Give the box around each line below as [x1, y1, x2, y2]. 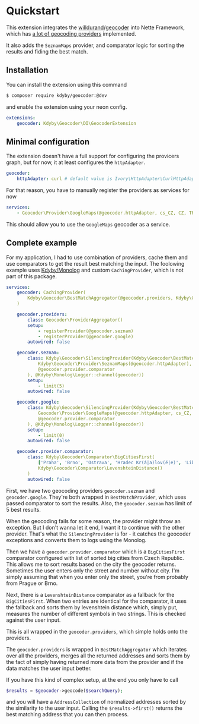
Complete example [6, 238, 78, 248]
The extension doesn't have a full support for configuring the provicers [6, 153, 179, 160]
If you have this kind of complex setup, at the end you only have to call [6, 676, 179, 683]
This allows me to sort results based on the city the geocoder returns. [6, 561, 176, 568]
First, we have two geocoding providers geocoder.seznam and [6, 487, 155, 494]
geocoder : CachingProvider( [17, 289, 86, 295]
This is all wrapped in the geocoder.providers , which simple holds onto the [6, 628, 188, 635]
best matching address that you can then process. [6, 711, 129, 718]
